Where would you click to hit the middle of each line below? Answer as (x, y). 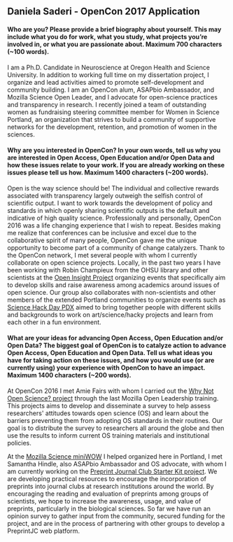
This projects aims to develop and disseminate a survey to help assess (109, 406)
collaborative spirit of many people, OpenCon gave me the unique (102, 240)
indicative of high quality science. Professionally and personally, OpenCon (114, 218)
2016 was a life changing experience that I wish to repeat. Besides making (114, 225)
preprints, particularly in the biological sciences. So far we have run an (109, 508)
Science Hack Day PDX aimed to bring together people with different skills (114, 307)
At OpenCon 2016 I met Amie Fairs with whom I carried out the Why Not (111, 391)
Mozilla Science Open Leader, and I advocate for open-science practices (113, 97)
